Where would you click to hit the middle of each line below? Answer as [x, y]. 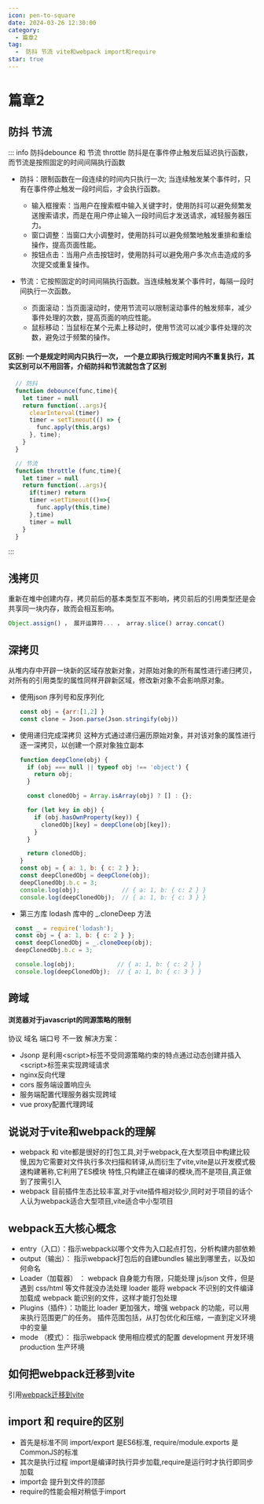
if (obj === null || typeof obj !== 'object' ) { [108, 767]
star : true [26, 60]
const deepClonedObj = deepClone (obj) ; [85, 876]
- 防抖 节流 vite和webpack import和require [86, 52]
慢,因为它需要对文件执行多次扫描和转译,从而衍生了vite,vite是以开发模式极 [137, 1162]
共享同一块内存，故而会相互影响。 [63, 609]
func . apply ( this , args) [73, 428]
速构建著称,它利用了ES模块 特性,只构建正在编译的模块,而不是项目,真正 [132, 1171]
